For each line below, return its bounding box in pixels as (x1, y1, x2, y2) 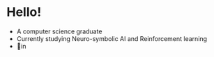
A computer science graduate (16, 27, 102, 35)
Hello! (6, 4, 42, 20)
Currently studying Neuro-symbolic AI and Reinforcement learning (16, 34, 207, 42)
